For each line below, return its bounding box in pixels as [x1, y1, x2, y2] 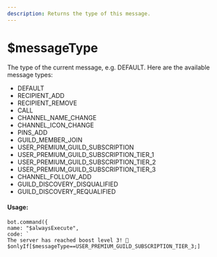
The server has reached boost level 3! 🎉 [7, 237, 129, 244]
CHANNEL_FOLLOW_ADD [17, 172, 92, 181]
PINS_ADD [17, 128, 48, 136]
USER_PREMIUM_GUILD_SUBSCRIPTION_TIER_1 [17, 150, 154, 158]
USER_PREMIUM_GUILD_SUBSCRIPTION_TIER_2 [17, 158, 156, 166]
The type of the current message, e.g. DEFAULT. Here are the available [7, 63, 210, 72]
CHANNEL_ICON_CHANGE [17, 121, 95, 129]
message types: [7, 70, 54, 78]
